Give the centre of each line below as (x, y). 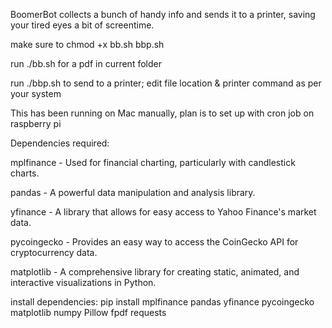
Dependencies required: (60, 143)
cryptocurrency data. (54, 252)
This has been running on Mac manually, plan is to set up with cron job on (162, 113)
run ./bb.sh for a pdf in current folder (86, 63)
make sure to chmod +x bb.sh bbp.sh (87, 44)
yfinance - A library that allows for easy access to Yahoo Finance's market (163, 212)
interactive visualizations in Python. (83, 282)
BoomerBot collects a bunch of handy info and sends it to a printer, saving (163, 14)
